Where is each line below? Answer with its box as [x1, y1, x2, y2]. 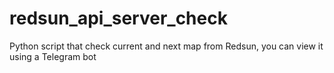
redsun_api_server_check [9, 7, 228, 30]
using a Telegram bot [9, 50, 97, 62]
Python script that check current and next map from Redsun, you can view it [9, 40, 324, 52]
